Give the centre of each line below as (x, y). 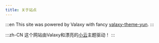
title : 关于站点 (21, 10)
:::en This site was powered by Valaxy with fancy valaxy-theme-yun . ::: (80, 24)
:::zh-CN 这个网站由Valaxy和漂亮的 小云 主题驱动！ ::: (60, 35)
